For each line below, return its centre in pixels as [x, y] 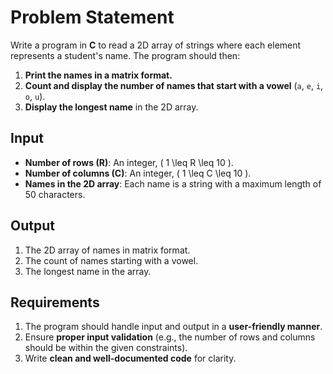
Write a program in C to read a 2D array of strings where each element [156, 45]
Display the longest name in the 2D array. [111, 107]
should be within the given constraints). [106, 348]
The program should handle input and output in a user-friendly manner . [173, 327]
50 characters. [55, 194]
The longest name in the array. [88, 271]
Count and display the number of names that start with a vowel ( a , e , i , [174, 85]
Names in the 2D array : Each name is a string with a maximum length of [173, 183]
